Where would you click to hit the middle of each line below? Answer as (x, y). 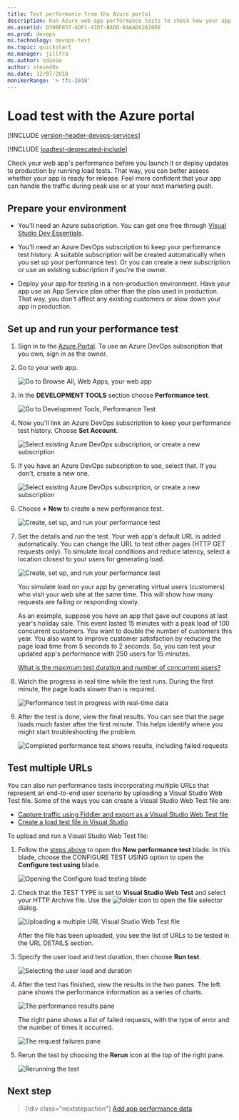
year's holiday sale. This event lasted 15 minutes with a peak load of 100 (123, 623)
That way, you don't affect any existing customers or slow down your (119, 299)
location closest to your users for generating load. (91, 559)
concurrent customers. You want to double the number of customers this (125, 631)
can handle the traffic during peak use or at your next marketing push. (111, 186)
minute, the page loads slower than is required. (87, 689)
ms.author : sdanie (35, 61)
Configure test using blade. (59, 864)
